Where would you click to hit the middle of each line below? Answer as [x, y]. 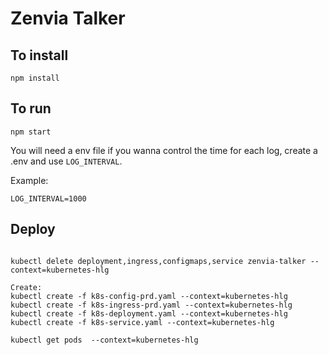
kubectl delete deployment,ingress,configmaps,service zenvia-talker [158, 261]
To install [39, 55]
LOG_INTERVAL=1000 [48, 198]
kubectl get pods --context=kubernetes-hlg [104, 340]
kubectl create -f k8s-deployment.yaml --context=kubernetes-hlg [149, 313]
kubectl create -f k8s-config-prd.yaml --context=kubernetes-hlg [149, 296]
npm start [31, 132]
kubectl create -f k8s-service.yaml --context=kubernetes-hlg [142, 322]
